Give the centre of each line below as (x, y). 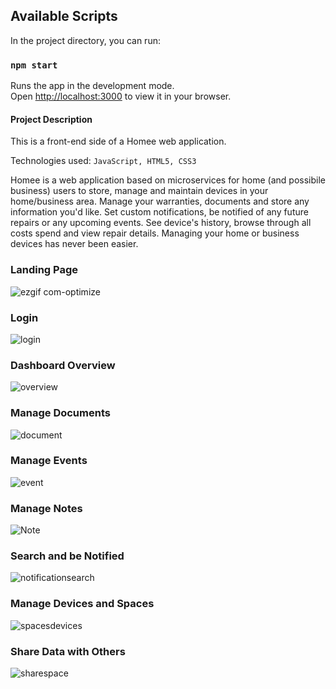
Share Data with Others (68, 651)
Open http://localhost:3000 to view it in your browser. (121, 96)
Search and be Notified (67, 556)
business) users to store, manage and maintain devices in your (139, 191)
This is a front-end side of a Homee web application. (118, 141)
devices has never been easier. (74, 244)
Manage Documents (60, 413)
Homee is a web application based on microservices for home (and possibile (168, 180)
